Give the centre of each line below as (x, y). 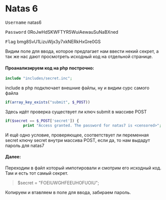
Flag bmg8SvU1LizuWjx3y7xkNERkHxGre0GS (53, 41)
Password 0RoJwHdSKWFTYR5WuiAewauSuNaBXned (62, 32)
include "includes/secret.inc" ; (39, 78)
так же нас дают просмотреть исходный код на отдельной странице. (79, 56)
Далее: (13, 157)
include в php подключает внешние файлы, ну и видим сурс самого (77, 88)
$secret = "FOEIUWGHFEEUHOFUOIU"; (58, 183)
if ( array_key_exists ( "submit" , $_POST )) (48, 102)
